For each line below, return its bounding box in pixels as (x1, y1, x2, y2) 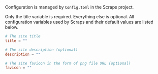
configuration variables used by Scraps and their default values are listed (5, 19, 154, 25)
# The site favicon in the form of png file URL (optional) (5, 61, 131, 66)
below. (5, 24, 19, 30)
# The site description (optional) (5, 47, 78, 52)
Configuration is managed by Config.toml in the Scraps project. (5, 4, 134, 10)
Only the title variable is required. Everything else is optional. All (5, 14, 134, 19)
